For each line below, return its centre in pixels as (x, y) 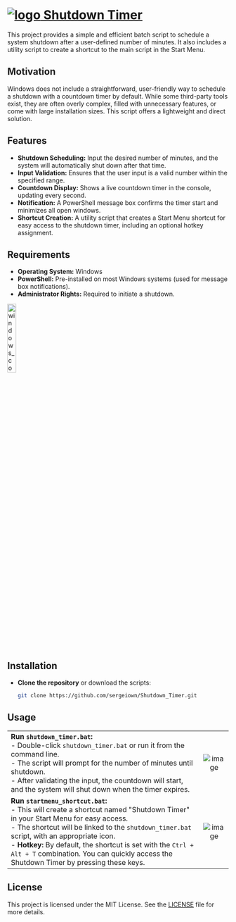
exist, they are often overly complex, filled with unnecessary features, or (112, 104)
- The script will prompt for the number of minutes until (102, 763)
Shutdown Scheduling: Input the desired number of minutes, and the (118, 158)
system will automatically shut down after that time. (92, 165)
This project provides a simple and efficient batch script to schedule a (108, 35)
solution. (20, 118)
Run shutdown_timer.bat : (52, 736)
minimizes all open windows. (59, 210)
